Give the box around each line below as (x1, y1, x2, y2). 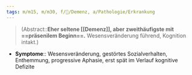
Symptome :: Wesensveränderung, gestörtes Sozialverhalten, (14, 50, 168, 57)
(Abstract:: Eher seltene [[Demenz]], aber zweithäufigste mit (21, 25, 174, 33)
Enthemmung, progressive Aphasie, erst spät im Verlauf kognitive (14, 56, 178, 64)
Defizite (14, 63, 35, 70)
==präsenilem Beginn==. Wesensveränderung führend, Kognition (21, 31, 187, 39)
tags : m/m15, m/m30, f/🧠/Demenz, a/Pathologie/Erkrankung (6, 8, 155, 15)
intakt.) (21, 38, 39, 45)
